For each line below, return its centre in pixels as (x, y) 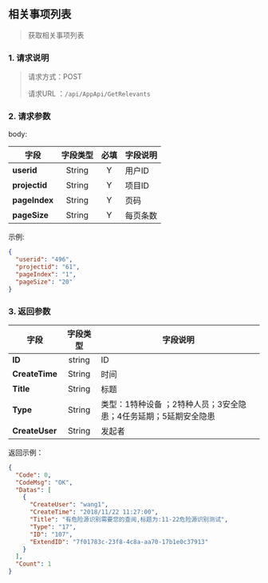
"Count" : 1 (33, 564)
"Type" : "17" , (53, 527)
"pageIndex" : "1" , (46, 275)
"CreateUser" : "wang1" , (69, 505)
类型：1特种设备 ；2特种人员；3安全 (170, 404)
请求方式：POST (55, 77)
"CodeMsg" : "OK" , (44, 482)
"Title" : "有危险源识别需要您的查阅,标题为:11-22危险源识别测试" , (129, 520)
